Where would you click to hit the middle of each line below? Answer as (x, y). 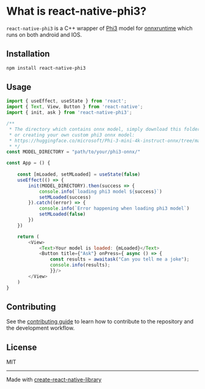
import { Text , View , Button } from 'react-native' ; (75, 107)
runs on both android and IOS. (44, 34)
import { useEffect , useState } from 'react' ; (67, 101)
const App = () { (28, 163)
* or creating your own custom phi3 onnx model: (72, 135)
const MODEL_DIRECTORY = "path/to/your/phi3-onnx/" (73, 152)
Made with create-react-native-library (54, 380)
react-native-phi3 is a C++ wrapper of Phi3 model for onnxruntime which (99, 28)
